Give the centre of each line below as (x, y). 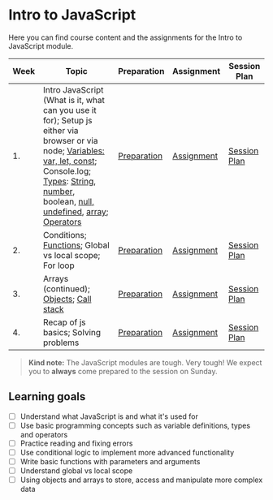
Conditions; (65, 235)
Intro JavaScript (74, 89)
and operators (44, 434)
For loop (59, 265)
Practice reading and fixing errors (76, 443)
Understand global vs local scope (76, 471)
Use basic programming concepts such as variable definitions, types (135, 425)
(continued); (67, 288)
